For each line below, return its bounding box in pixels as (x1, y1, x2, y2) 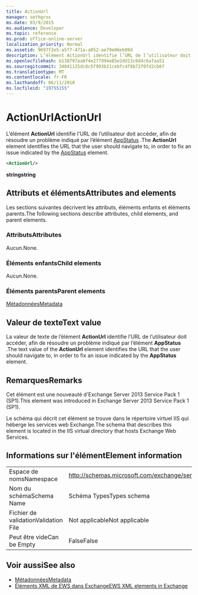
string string (6, 171, 37, 178)
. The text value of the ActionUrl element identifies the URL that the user (6, 346, 181, 353)
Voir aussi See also (6, 560, 75, 570)
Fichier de (9, 508, 37, 517)
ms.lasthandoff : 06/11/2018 (6, 80, 75, 86)
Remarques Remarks (6, 375, 82, 385)
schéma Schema (9, 491, 54, 500)
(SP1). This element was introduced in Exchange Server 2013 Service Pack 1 (6, 397, 190, 404)
